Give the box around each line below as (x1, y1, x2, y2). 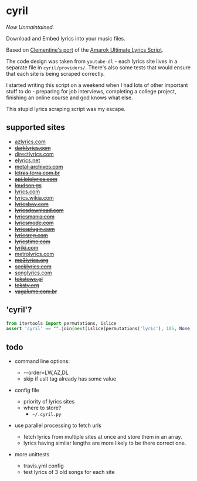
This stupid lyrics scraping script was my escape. (6, 105, 126, 112)
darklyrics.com (14, 144, 51, 151)
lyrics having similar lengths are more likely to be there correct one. (23, 439, 186, 447)
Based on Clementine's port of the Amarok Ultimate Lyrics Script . (6, 46, 164, 53)
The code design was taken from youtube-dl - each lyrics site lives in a (6, 58, 178, 65)
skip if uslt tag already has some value (23, 375, 116, 382)
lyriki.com (14, 244, 39, 251)
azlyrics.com (14, 138, 46, 145)
